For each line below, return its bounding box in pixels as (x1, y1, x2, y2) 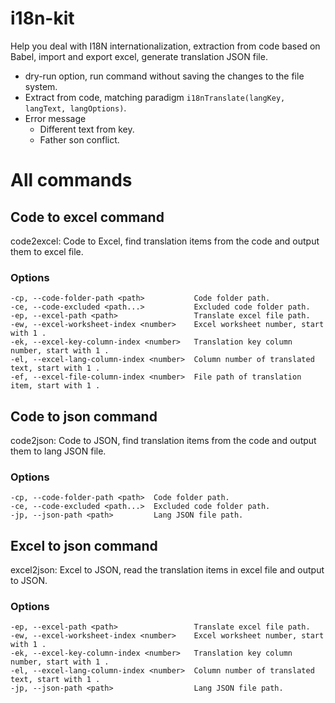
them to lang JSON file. (10, 445, 107, 457)
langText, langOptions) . (24, 102, 127, 114)
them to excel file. (10, 245, 84, 257)
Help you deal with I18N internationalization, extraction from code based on (10, 40, 321, 52)
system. (24, 80, 58, 92)
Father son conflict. (39, 133, 120, 146)
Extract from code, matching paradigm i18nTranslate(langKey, (24, 91, 286, 103)
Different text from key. (39, 123, 135, 135)
